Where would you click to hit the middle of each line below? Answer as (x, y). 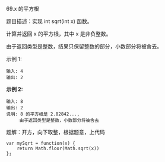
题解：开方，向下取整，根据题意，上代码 (55, 132)
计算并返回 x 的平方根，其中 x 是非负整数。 (59, 34)
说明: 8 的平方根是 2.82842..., (43, 114)
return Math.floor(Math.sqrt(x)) (58, 148)
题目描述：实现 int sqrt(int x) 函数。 (50, 21)
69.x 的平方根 (23, 9)
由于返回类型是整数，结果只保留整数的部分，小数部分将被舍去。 (84, 46)
